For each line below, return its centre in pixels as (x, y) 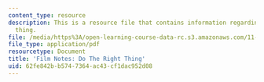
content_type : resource (47, 15)
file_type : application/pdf (54, 45)
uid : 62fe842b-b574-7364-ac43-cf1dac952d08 (81, 66)
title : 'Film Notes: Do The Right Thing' (77, 59)
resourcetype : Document (47, 52)
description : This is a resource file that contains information (117, 23)
